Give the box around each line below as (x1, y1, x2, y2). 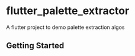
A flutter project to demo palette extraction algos (6, 24, 125, 31)
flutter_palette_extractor (6, 4, 130, 18)
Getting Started (6, 41, 65, 51)
